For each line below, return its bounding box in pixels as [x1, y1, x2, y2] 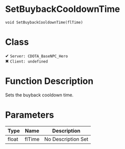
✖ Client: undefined [5, 58, 48, 64]
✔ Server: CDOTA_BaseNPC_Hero [5, 53, 68, 59]
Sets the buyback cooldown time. [5, 92, 73, 98]
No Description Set [44, 136, 88, 143]
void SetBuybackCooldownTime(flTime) [5, 20, 83, 25]
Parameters [5, 109, 55, 120]
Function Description [5, 75, 94, 87]
